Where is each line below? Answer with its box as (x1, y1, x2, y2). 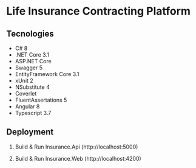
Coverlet (15, 90, 37, 97)
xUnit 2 (15, 77, 33, 84)
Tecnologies (6, 29, 54, 39)
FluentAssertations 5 (15, 96, 67, 103)
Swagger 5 (15, 64, 42, 71)
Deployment (6, 127, 54, 138)
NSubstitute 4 (15, 83, 50, 91)
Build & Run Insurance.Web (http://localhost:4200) (15, 155, 141, 162)
